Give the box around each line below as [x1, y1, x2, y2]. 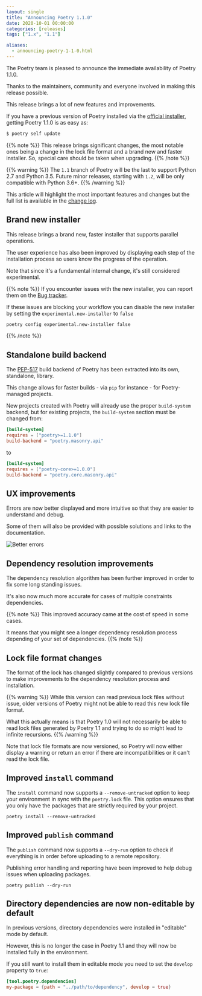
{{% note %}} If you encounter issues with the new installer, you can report [6, 285, 193, 292]
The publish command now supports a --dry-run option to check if [6, 846, 174, 853]
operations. [6, 237, 35, 244]
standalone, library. [6, 373, 54, 380]
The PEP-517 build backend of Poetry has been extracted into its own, [6, 366, 180, 373]
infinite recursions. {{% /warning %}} [6, 731, 98, 738]
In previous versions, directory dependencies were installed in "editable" [6, 924, 187, 931]
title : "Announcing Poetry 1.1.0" [6, 15, 93, 21]
